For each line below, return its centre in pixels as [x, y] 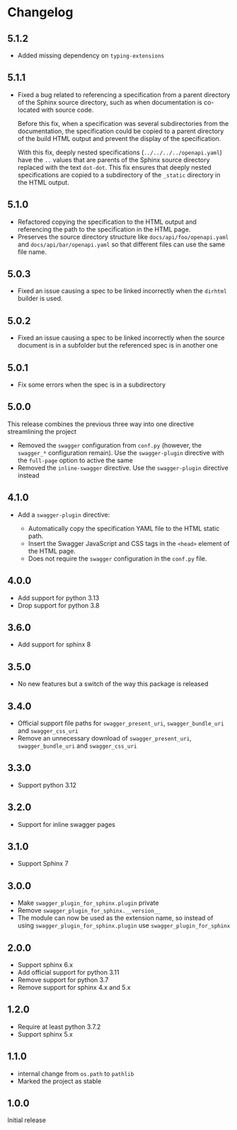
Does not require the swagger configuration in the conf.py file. [117, 558]
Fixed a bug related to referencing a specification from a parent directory [124, 95]
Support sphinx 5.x [45, 1034]
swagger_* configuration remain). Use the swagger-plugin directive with [121, 452]
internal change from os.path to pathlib [76, 1073]
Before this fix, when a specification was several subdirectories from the [123, 123]
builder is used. [40, 299]
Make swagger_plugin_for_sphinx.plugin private [88, 903]
